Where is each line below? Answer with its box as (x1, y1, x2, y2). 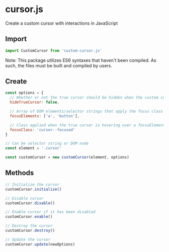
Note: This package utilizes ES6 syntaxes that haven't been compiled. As (5, 57, 157, 63)
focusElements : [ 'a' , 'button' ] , (10, 113, 80, 119)
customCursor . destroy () (5, 228, 55, 233)
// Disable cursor (5, 196, 44, 201)
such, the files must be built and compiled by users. (5, 62, 112, 68)
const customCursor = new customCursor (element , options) (5, 155, 129, 160)
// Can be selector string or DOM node (5, 141, 89, 146)
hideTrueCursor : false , (10, 100, 59, 105)
